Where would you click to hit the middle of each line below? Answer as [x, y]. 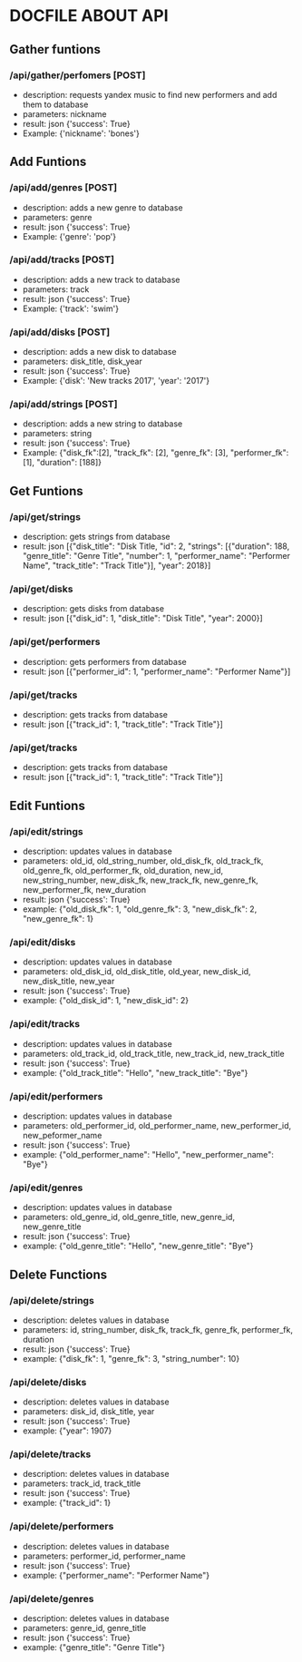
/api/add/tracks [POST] [62, 259]
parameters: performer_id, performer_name [104, 1556]
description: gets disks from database [93, 609]
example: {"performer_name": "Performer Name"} [116, 1575]
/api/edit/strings [46, 831]
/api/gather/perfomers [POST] [78, 75]
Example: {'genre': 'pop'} [69, 236]
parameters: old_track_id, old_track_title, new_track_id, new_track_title [153, 1053]
